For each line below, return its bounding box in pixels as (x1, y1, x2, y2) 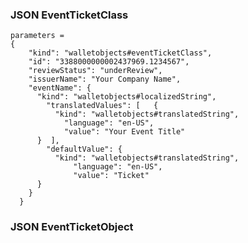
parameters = (10, 31, 65, 41)
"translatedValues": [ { (46, 101, 159, 111)
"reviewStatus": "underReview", (28, 66, 163, 76)
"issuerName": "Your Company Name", (28, 74, 182, 85)
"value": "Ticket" (73, 171, 150, 181)
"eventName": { (28, 83, 92, 93)
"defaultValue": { (46, 144, 123, 155)
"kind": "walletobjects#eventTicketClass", (28, 48, 213, 58)
